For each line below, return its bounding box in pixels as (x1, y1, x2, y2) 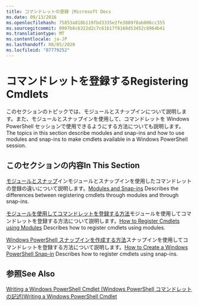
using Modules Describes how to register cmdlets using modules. (6, 224, 165, 231)
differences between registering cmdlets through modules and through (6, 191, 179, 198)
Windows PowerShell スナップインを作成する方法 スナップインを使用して (6, 236, 183, 243)
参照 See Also (6, 269, 55, 279)
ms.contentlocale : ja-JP (6, 36, 67, 42)
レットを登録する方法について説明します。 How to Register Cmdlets (16, 217, 180, 224)
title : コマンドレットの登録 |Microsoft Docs (6, 8, 111, 15)
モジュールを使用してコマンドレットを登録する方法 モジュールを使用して (6, 210, 181, 217)
